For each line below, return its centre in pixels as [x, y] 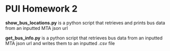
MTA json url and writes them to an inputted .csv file [60, 43]
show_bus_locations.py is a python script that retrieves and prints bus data [85, 23]
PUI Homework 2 [42, 9]
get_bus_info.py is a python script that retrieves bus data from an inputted [84, 38]
